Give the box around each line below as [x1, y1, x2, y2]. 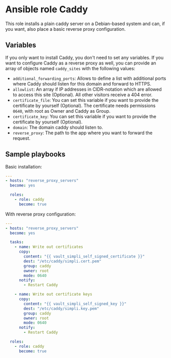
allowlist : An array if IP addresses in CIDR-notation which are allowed [12, 86, 162, 92]
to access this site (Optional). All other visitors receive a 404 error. [12, 91, 153, 98]
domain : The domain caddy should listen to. [12, 124, 103, 130]
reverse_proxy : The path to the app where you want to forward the [12, 130, 153, 136]
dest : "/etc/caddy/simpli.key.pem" [23, 306, 100, 311]
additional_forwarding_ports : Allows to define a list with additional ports [12, 75, 166, 81]
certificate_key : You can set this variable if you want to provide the [12, 113, 157, 119]
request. [12, 135, 31, 141]
